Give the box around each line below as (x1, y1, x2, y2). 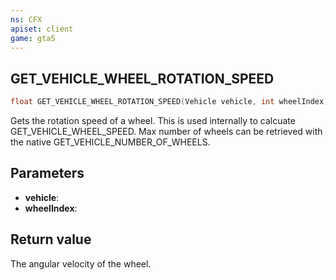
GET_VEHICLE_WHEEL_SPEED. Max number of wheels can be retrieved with (10, 126, 323, 138)
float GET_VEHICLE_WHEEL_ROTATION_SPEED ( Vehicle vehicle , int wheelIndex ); (10, 97, 333, 107)
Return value (10, 231, 92, 248)
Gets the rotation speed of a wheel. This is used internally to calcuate (10, 115, 296, 127)
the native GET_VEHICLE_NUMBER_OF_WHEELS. (10, 136, 211, 148)
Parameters (10, 165, 85, 182)
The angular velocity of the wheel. (10, 257, 152, 270)
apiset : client (10, 24, 74, 34)
